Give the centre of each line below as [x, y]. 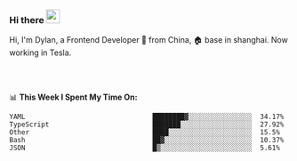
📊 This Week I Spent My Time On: [73, 97]
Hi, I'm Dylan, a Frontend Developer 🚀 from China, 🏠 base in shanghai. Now [149, 40]
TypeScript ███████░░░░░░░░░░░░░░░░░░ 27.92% [147, 125]
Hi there [27, 20]
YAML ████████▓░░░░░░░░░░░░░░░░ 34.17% [147, 117]
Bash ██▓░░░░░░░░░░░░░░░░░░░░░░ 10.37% [147, 141]
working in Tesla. [40, 52]
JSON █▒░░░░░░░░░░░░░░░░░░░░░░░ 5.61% [144, 148]
